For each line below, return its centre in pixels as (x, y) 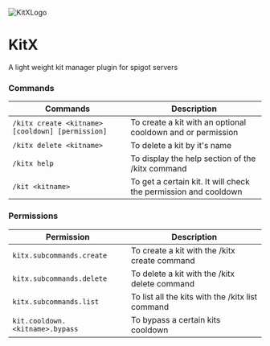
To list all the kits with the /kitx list (194, 296)
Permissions (33, 216)
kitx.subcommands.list (55, 301)
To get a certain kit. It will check (190, 182)
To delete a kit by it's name (181, 146)
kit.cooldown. (39, 321)
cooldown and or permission (184, 133)
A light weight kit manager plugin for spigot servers (93, 67)
